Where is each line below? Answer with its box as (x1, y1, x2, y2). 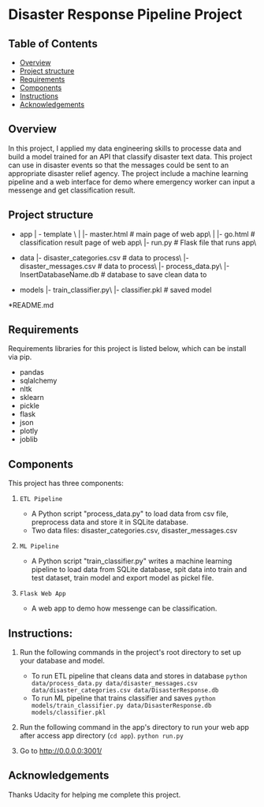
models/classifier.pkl (31, 708, 106, 717)
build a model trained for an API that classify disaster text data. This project (8, 151, 253, 161)
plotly (19, 426, 39, 435)
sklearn (19, 393, 45, 402)
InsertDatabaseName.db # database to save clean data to (19, 270, 207, 279)
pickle (19, 401, 39, 411)
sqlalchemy (19, 376, 58, 386)
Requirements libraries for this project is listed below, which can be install (8, 344, 247, 353)
